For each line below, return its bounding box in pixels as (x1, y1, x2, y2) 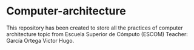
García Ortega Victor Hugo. (6, 37, 75, 44)
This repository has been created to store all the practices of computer (6, 24, 183, 31)
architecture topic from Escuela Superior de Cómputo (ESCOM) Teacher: (6, 30, 188, 37)
